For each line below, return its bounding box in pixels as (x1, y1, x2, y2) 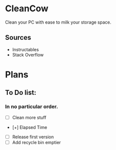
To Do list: (5, 89, 37, 97)
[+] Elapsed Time (12, 124, 48, 130)
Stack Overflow (12, 52, 44, 58)
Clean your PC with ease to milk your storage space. (5, 19, 112, 25)
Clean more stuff (12, 114, 47, 120)
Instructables (12, 46, 39, 52)
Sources (5, 33, 31, 42)
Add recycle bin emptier (12, 139, 61, 145)
